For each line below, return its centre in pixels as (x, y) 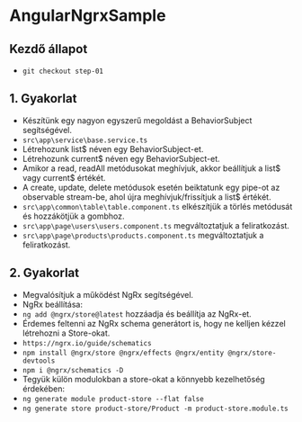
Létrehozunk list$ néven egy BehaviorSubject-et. (113, 148)
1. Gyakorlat (43, 99)
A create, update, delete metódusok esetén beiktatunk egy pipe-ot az (151, 187)
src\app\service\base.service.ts (85, 140)
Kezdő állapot (49, 49)
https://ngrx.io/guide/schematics (87, 343)
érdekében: (44, 389)
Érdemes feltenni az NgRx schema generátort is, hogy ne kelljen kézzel (154, 323)
